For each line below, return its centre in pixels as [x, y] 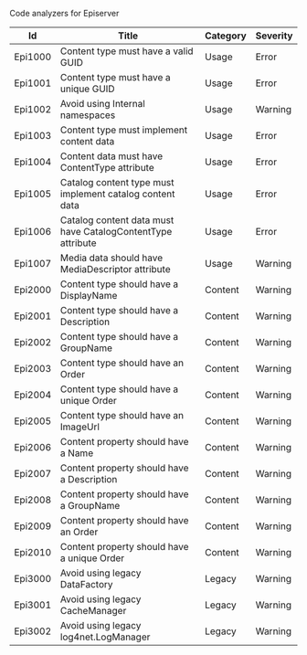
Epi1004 [33, 162]
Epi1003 [33, 136]
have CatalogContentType [116, 232]
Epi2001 [33, 316]
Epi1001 [33, 83]
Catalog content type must [117, 182]
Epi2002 [33, 342]
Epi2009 [33, 526]
